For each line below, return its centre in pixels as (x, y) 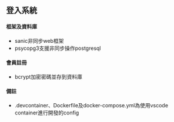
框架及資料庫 (21, 26)
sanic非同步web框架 (39, 40)
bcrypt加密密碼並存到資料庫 (48, 77)
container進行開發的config (47, 113)
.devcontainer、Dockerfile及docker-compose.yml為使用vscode (91, 105)
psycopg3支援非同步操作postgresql (58, 48)
